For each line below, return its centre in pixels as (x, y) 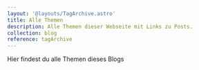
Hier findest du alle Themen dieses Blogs (66, 59)
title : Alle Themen (35, 20)
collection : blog (32, 33)
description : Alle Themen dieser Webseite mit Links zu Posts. (100, 26)
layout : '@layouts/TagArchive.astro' (61, 14)
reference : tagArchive (40, 40)
